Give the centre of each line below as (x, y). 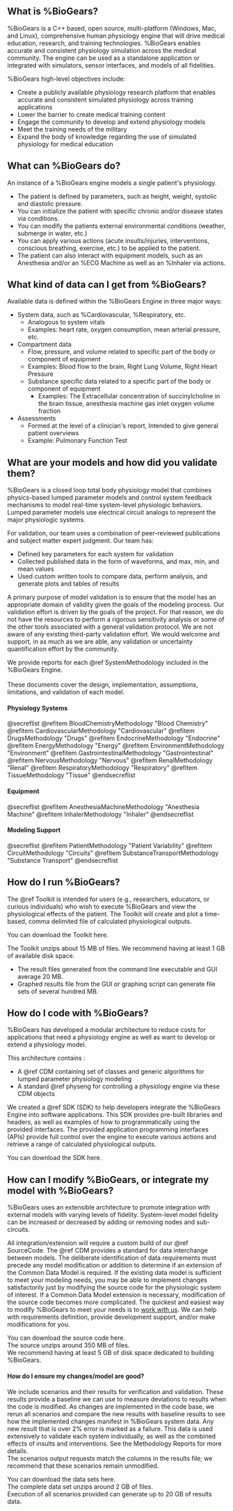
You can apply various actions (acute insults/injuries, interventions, (113, 240)
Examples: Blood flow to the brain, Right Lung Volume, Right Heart (122, 367)
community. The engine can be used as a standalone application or (104, 58)
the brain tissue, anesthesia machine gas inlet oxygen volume (126, 404)
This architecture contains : (46, 1058)
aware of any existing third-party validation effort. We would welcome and (114, 634)
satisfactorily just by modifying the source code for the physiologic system (114, 1287)
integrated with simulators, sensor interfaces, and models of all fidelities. (111, 65)
